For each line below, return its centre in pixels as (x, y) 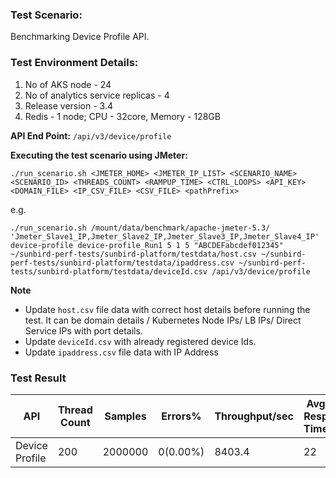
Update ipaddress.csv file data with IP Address (121, 352)
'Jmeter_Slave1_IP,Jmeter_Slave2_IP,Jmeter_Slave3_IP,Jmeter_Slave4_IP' (165, 236)
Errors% (181, 416)
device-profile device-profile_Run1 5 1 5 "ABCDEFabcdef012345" (147, 245)
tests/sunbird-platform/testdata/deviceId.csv (109, 271)
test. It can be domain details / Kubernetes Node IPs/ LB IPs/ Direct (163, 320)
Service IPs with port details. (83, 330)
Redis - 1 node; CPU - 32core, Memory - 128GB (122, 116)
